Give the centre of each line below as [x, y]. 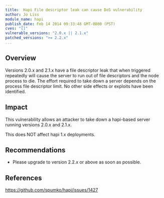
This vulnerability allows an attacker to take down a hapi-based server [78, 119]
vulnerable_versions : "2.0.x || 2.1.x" [47, 33]
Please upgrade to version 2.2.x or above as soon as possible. [77, 162]
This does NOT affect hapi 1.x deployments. [50, 134]
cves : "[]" [17, 29]
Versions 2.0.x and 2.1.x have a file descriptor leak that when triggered [78, 70]
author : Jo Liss [22, 15]
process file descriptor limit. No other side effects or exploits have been [79, 86]
